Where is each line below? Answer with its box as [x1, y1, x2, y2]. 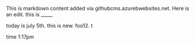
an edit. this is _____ [6, 11, 53, 18]
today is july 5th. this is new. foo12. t [6, 22, 93, 29]
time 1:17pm [6, 33, 34, 40]
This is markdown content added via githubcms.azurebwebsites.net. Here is [6, 5, 189, 12]
